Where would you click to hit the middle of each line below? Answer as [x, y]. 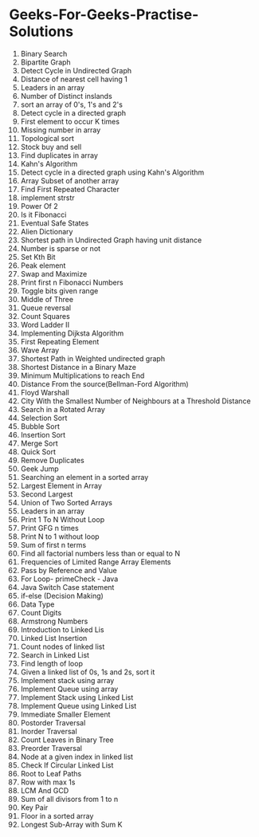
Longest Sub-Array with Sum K [71, 824]
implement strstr [47, 198]
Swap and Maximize [54, 273]
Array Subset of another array [69, 180]
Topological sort [47, 138]
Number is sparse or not [61, 248]
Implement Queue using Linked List [78, 705]
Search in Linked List [55, 654]
